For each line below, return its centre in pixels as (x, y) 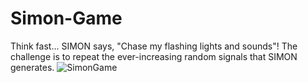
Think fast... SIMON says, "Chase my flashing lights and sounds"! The (154, 46)
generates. (32, 67)
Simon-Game (66, 18)
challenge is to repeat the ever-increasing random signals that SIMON (154, 56)
